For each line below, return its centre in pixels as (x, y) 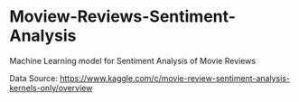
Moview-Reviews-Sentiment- (123, 17)
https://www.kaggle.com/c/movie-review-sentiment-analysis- (175, 78)
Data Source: (34, 78)
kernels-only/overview (51, 88)
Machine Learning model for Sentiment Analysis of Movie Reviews (132, 60)
